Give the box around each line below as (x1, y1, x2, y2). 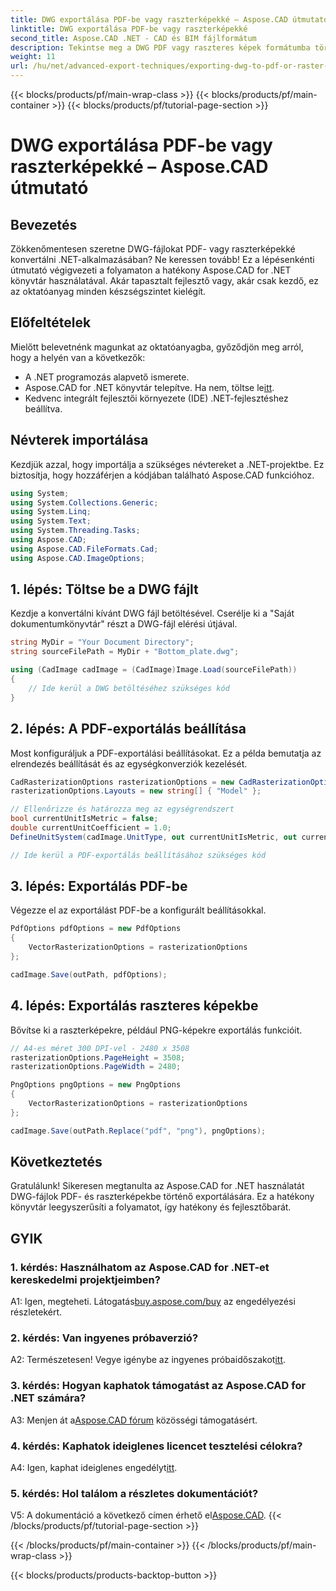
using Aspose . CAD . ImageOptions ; (10, 553, 145, 563)
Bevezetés (10, 216, 78, 233)
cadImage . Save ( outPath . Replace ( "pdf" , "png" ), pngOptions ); (10, 1126, 267, 1136)
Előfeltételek (10, 314, 92, 331)
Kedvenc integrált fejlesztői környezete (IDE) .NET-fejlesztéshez (24, 392, 289, 404)
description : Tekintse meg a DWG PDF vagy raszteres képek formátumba (10, 42, 311, 53)
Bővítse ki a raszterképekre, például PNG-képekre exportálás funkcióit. (10, 1024, 303, 1036)
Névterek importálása (10, 432, 149, 449)
